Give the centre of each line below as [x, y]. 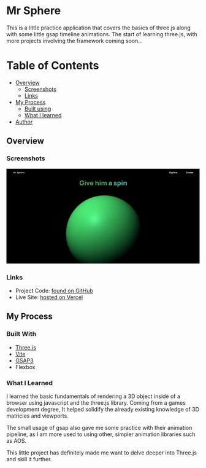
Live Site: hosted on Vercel [49, 297]
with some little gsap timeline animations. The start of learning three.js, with [102, 34]
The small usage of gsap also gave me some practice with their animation [99, 427]
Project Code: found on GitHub [54, 291]
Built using [38, 109]
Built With [21, 334]
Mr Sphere [34, 11]
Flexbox [25, 367]
